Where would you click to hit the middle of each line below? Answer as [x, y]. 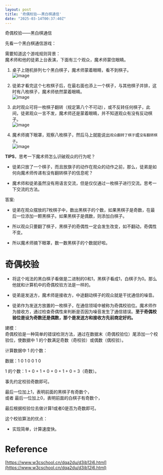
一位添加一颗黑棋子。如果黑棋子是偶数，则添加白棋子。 [72, 216]
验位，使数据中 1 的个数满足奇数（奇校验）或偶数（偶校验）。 [65, 340]
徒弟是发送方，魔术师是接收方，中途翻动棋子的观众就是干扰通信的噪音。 [84, 295]
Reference [26, 449]
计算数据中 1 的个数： [26, 350]
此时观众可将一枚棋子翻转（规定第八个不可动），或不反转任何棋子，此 [81, 107]
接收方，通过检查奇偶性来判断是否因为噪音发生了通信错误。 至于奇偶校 [86, 311]
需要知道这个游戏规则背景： [33, 54]
